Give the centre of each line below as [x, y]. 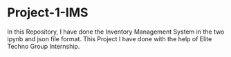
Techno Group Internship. [44, 46]
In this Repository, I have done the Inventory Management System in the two [116, 32]
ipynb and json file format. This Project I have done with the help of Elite [110, 38]
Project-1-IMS [48, 13]
